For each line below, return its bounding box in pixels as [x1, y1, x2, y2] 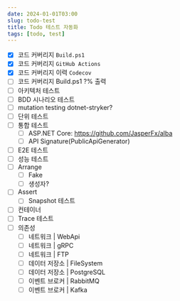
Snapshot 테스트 [28, 197, 76, 205]
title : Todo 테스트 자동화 [7, 23, 78, 31]
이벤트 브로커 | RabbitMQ [28, 276, 100, 285]
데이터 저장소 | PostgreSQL [28, 268, 105, 276]
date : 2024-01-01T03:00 [7, 10, 78, 18]
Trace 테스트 [17, 214, 54, 223]
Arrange [17, 163, 43, 171]
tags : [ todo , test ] [7, 30, 65, 38]
